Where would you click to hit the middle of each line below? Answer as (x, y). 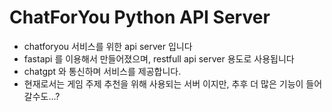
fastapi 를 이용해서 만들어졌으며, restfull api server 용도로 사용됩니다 (159, 58)
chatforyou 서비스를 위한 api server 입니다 (108, 46)
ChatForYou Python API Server (140, 17)
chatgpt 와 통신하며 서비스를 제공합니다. (102, 71)
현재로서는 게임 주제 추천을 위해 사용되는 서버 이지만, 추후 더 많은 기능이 (163, 83)
